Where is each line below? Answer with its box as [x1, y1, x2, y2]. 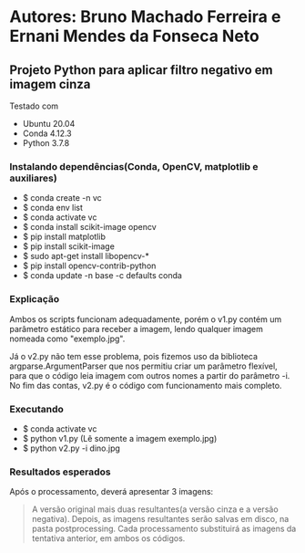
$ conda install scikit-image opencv [22, 222, 157, 233]
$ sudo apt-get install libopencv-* [22, 251, 150, 262]
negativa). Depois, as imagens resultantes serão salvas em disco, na [31, 514, 290, 525]
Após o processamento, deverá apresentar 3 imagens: [9, 486, 214, 497]
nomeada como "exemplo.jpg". [9, 333, 126, 344]
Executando [9, 402, 64, 415]
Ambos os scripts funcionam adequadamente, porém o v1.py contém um [9, 313, 282, 325]
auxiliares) [9, 172, 57, 184]
